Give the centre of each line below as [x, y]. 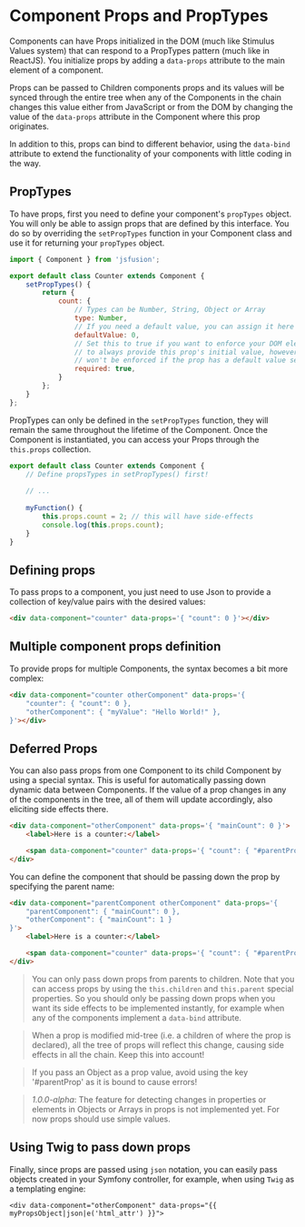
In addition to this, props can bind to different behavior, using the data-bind [150, 144]
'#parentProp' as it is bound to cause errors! [114, 1081]
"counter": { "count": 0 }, [79, 703]
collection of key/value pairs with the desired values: [108, 602]
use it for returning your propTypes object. [87, 243]
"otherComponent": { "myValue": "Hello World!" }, [123, 712]
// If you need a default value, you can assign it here [184, 327]
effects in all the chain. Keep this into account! [118, 1054]
